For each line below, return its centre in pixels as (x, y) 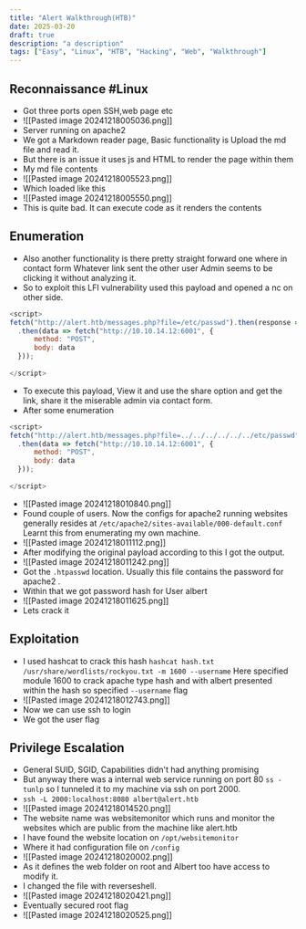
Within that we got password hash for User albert (115, 590)
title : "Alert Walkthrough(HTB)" (73, 18)
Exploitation (44, 639)
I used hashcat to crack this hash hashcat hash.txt (118, 661)
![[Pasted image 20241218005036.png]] (97, 120)
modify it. (41, 876)
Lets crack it (46, 610)
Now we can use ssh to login (76, 709)
